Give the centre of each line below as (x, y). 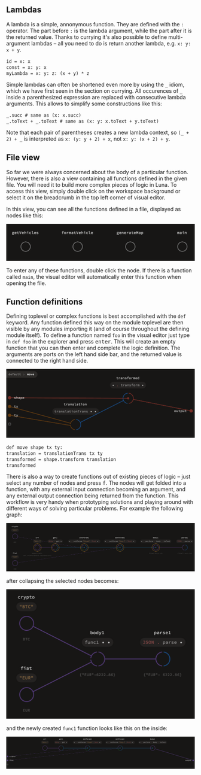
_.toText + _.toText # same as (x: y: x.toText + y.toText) (83, 121)
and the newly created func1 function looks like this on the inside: (87, 728)
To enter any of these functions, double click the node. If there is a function (99, 270)
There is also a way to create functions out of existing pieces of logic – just (98, 476)
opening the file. (26, 283)
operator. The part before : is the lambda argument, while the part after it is (99, 31)
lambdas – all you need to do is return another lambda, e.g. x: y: (111, 43)
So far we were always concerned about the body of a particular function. (97, 172)
